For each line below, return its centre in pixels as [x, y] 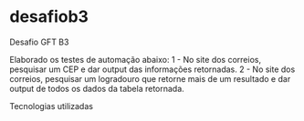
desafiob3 [49, 17]
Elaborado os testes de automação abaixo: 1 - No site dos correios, [136, 59]
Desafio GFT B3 [39, 42]
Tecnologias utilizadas [52, 106]
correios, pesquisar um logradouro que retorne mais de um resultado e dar [150, 78]
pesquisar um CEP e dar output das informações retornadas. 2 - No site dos [152, 69]
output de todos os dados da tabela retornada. [97, 88]
